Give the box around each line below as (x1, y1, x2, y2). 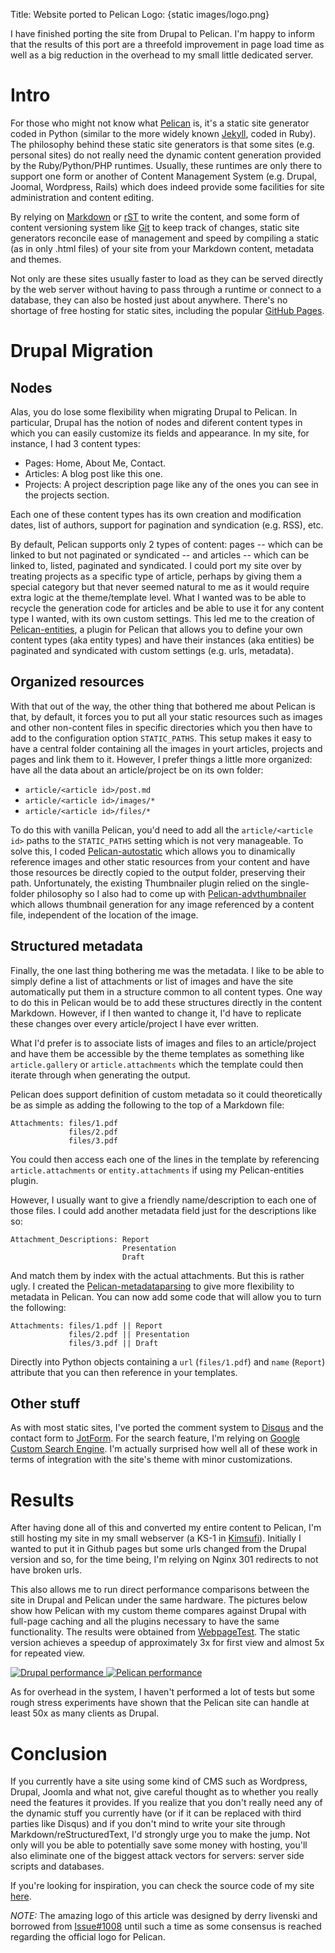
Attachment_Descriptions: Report (10, 1234, 150, 1244)
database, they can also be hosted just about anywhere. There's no (10, 294, 288, 306)
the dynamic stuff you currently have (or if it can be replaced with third (10, 1807, 302, 1819)
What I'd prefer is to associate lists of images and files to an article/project (10, 1037, 317, 1049)
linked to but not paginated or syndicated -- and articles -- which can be (10, 549, 310, 561)
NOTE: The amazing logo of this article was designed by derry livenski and (10, 1910, 318, 1922)
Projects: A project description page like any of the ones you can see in (24, 478, 319, 490)
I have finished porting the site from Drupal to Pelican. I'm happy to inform (10, 28, 315, 39)
